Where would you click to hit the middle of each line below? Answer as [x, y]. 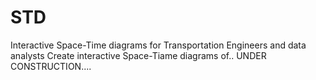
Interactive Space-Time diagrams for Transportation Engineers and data [158, 45]
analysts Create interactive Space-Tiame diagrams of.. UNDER [138, 55]
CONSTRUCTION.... [51, 66]
